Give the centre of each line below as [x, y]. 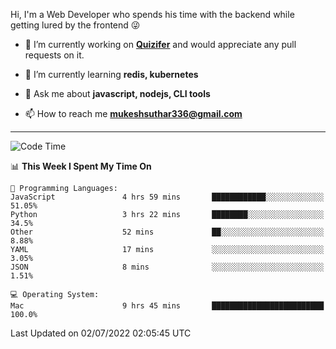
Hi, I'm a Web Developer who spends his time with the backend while [152, 14]
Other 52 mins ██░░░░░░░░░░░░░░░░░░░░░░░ [167, 232]
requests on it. [54, 55]
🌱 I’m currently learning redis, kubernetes [111, 74]
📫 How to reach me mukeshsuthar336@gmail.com [133, 113]
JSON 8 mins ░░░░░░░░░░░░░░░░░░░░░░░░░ [167, 267]
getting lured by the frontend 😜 [75, 25]
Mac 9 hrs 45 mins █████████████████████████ [167, 306]
